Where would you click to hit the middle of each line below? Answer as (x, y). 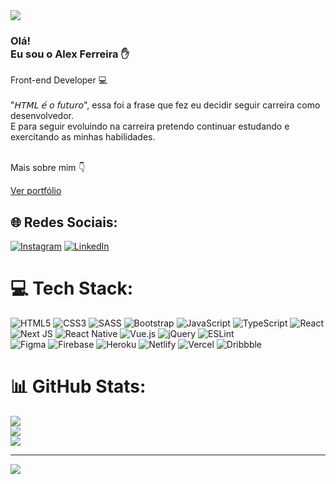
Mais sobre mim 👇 (48, 168)
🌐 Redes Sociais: (64, 222)
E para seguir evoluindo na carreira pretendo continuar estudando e (150, 126)
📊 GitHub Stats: (78, 386)
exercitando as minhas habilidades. (83, 137)
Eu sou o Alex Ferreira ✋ (70, 54)
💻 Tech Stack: (72, 288)
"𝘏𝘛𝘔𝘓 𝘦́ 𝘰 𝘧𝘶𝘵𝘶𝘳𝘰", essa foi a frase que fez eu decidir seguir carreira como (165, 105)
